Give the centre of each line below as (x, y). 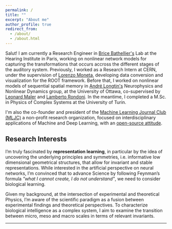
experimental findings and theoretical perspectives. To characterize (77, 205)
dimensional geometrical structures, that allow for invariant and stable (79, 162)
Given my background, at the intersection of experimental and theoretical (82, 194)
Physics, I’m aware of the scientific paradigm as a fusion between (75, 199)
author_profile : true (28, 24)
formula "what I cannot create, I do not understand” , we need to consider (83, 179)
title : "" (16, 15)
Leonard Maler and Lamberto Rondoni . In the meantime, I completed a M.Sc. (86, 97)
